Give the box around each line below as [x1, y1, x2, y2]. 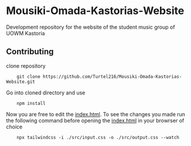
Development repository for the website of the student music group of [6, 23, 175, 30]
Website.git [6, 79, 35, 84]
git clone [16, 73, 41, 80]
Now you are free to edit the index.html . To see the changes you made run [6, 110, 186, 118]
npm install [16, 100, 46, 106]
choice [6, 123, 23, 130]
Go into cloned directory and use [6, 89, 86, 96]
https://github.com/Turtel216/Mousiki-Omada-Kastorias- [43, 73, 182, 80]
